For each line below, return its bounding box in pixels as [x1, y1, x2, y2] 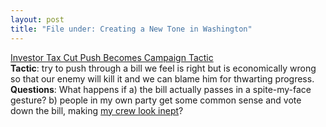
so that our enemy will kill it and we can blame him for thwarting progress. [10, 72, 315, 85]
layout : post [10, 14, 65, 25]
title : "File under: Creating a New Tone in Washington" [10, 24, 253, 34]
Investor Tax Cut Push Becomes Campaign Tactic [10, 51, 214, 63]
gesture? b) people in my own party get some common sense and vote [10, 94, 302, 106]
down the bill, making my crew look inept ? [10, 104, 184, 116]
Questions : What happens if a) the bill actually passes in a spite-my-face [10, 83, 312, 95]
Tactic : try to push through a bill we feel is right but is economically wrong [10, 62, 317, 74]
